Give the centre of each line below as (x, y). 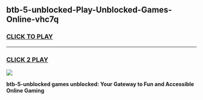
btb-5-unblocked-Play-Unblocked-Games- (89, 10)
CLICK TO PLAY (30, 37)
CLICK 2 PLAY (27, 59)
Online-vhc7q (33, 20)
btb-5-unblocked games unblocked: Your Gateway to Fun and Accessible (100, 84)
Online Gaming (25, 90)
